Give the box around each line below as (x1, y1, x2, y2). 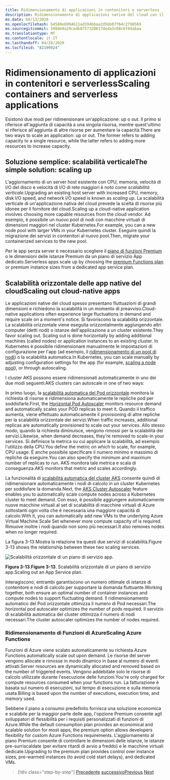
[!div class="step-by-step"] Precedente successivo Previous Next (17, 769, 154, 775)
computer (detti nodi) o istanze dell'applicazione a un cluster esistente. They (5, 327, 163, 333)
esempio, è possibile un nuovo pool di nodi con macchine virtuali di (5, 216, 146, 223)
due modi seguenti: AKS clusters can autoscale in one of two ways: (5, 380, 145, 386)
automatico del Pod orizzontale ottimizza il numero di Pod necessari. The (5, 601, 156, 607)
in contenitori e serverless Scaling (5, 78, 150, 89)
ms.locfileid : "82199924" (5, 45, 60, 50)
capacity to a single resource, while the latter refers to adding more (5, 137, 146, 143)
